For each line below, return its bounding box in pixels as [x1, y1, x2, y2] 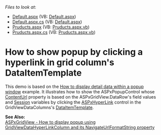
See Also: [5, 114, 26, 120]
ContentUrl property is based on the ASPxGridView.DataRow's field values [5, 94, 156, 100]
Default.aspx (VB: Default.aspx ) [12, 14, 76, 19]
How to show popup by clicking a [5, 47, 143, 58]
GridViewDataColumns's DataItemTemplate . [5, 104, 94, 110]
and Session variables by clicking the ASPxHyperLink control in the [5, 99, 141, 105]
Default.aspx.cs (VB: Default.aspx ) [12, 19, 82, 25]
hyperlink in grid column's [5, 57, 115, 68]
